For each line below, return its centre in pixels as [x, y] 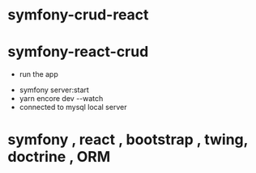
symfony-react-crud [78, 52]
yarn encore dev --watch [61, 99]
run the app [38, 74]
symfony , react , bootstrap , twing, [128, 140]
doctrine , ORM [59, 157]
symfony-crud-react [78, 15]
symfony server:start [54, 90]
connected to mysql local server [73, 108]
